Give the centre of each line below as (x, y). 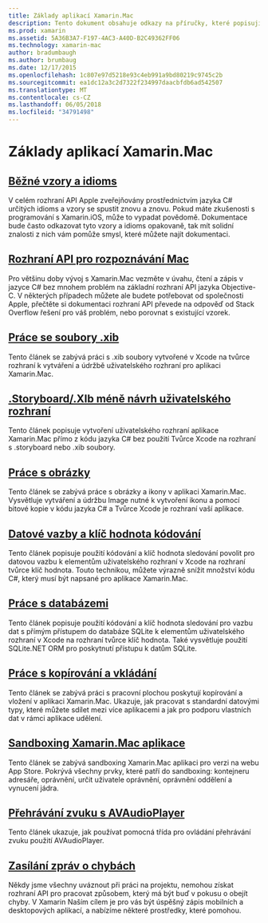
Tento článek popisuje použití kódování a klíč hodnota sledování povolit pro (132, 553)
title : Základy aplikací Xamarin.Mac (71, 16)
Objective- (239, 287)
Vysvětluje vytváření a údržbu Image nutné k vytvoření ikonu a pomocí (124, 501)
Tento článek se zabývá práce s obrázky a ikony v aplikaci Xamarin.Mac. (127, 492)
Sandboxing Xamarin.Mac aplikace (97, 743)
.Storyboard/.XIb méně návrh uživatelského (120, 399)
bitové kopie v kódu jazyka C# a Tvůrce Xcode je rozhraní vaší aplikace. (126, 509)
